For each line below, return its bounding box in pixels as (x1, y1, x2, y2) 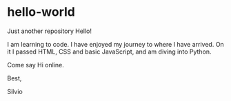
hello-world (7, 4, 76, 20)
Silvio (7, 87, 23, 96)
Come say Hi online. (7, 60, 64, 69)
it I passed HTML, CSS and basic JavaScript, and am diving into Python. (7, 47, 212, 56)
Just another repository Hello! (7, 27, 92, 35)
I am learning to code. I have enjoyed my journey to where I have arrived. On (7, 40, 224, 48)
